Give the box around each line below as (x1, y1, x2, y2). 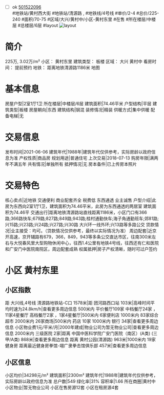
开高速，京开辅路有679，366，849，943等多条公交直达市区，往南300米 (5, 234, 152, 240)
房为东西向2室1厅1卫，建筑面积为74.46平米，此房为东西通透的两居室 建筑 (5, 203, 152, 209)
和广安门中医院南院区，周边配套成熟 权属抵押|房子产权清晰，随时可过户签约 (5, 246, 158, 252)
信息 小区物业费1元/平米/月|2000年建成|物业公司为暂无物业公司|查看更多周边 (5, 324, 159, 330)
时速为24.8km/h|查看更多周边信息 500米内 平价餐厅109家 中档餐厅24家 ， (9, 306, 158, 312)
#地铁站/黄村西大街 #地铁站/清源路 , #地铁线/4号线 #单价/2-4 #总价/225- (12, 10, 159, 16)
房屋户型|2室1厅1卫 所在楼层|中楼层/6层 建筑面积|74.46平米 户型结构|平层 (5, 100, 152, 107)
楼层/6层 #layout (24, 22, 59, 28)
